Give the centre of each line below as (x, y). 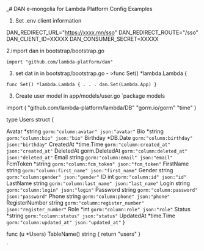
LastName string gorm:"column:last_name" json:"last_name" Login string (98, 183)
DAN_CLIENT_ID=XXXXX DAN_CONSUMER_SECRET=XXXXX (82, 39)
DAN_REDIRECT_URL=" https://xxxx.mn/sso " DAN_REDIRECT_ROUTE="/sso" (102, 32)
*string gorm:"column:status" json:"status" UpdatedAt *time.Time (91, 216)
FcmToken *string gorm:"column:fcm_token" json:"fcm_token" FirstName (98, 164)
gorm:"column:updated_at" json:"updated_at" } (66, 222)
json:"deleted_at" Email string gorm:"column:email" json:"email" (89, 157)
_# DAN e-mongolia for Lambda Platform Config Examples (79, 9)
